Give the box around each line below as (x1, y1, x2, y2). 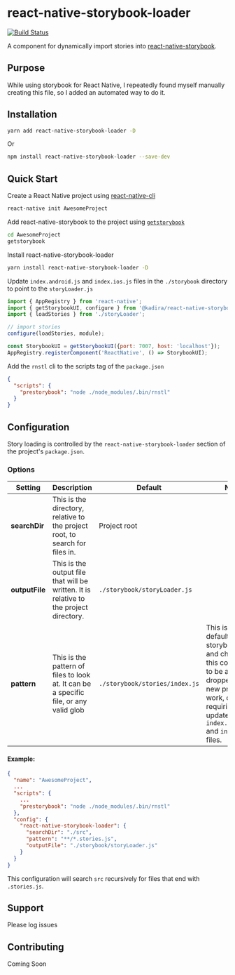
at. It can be (52, 679, 92, 689)
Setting (15, 483, 41, 493)
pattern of (52, 661, 85, 671)
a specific (52, 688, 85, 698)
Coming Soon (7, 960, 47, 968)
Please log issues (7, 921, 58, 929)
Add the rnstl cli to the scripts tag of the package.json (7, 362, 164, 370)
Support (7, 902, 44, 914)
